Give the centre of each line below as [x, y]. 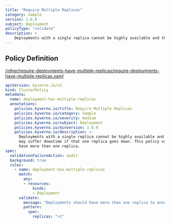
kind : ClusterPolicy [27, 90]
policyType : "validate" [30, 29]
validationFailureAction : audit [44, 155]
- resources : [37, 184]
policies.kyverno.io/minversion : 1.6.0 [56, 127]
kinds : [39, 188]
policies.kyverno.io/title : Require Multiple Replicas [73, 109]
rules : [17, 165]
